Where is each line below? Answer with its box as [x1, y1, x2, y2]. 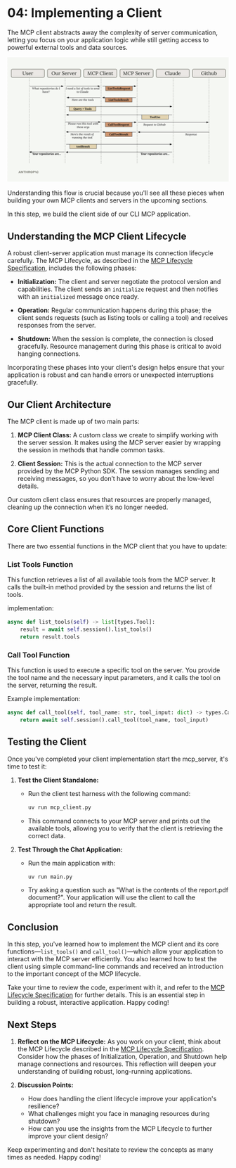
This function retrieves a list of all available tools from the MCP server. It [7, 575, 216, 584]
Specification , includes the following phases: [7, 264, 137, 272]
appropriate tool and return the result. [27, 901, 137, 909]
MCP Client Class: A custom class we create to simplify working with [17, 431, 218, 439]
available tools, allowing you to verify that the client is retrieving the [27, 824, 223, 833]
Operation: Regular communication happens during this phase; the [17, 306, 212, 314]
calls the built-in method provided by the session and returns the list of [7, 583, 213, 591]
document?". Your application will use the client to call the [27, 893, 195, 901]
